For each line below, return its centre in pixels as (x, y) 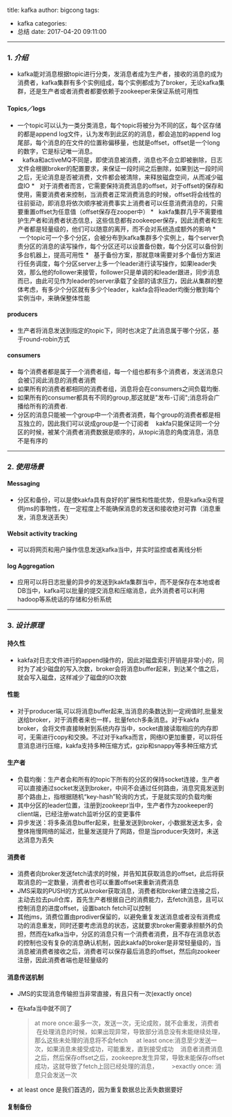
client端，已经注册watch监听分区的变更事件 (79, 814)
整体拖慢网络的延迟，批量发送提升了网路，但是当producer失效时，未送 (118, 831)
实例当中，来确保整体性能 (54, 298)
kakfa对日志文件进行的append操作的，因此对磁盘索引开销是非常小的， (117, 660)
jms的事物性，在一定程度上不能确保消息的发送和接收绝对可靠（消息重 (122, 509)
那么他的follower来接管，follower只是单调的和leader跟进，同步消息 (125, 272)
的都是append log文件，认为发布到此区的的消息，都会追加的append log (119, 133)
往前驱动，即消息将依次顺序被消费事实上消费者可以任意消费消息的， (114, 203)
